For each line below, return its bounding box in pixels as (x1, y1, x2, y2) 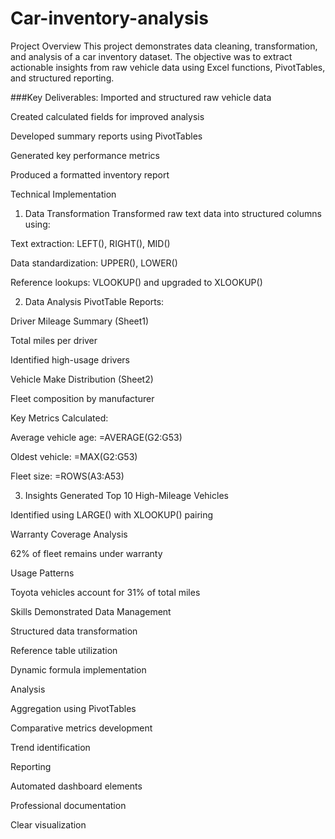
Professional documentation (10, 799, 127, 811)
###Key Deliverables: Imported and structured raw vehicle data (10, 91, 272, 103)
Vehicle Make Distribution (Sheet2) (10, 373, 154, 385)
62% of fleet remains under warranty (10, 547, 163, 559)
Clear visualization (10, 818, 87, 831)
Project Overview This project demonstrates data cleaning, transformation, (10, 40, 318, 52)
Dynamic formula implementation (10, 663, 147, 676)
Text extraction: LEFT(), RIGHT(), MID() (10, 237, 171, 249)
